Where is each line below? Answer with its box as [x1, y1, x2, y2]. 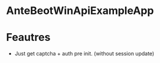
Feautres [6, 31, 51, 44]
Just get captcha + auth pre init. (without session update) [14, 50, 155, 57]
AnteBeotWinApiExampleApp [6, 4, 154, 17]
